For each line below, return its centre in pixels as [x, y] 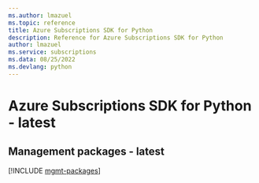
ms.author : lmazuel [40, 15]
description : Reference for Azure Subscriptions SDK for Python [116, 37]
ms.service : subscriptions [52, 52]
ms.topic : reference [42, 23]
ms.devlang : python [40, 67]
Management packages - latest [87, 152]
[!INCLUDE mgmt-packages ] [54, 170]
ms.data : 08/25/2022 [42, 60]
